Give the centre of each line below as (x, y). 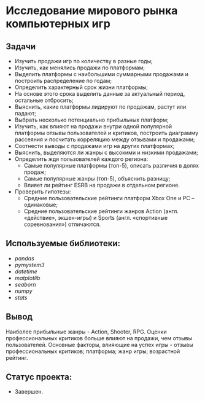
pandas (24, 258)
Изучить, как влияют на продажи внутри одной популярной (93, 126)
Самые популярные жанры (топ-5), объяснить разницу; (97, 178)
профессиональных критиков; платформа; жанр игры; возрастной (93, 351)
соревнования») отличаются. (62, 224)
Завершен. (29, 392)
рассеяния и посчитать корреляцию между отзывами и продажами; (105, 139)
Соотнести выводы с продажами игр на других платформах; (95, 146)
